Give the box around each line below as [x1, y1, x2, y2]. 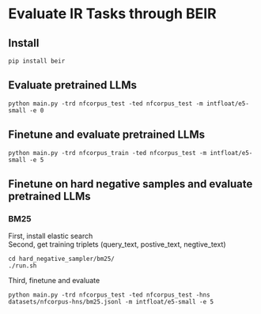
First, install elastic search [8, 231, 93, 241]
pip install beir [8, 57, 66, 65]
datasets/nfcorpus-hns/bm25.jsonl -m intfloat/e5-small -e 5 [8, 298, 214, 306]
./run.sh [8, 262, 37, 270]
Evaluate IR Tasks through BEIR [8, 5, 217, 23]
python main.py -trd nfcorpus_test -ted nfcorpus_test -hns [8, 291, 211, 299]
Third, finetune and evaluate [8, 276, 100, 286]
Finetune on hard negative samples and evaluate [8, 177, 253, 191]
